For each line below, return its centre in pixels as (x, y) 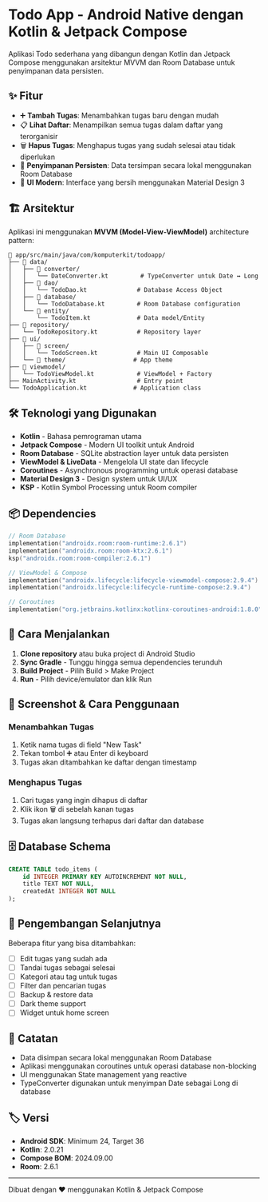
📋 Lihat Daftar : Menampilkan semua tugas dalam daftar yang (121, 125)
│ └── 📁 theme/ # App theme (91, 360)
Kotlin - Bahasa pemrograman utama (81, 437)
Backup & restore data (56, 995)
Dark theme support (53, 1004)
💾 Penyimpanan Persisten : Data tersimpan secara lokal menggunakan (136, 165)
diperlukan (37, 157)
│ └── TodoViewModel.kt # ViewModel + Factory (110, 373)
